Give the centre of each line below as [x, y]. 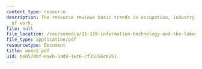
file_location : [25, 34]
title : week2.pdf [28, 51]
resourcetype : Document [36, 46]
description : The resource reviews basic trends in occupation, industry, [102, 17]
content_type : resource [36, 12]
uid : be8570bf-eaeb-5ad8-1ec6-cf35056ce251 [62, 56]
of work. [23, 23]
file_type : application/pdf [41, 40]
